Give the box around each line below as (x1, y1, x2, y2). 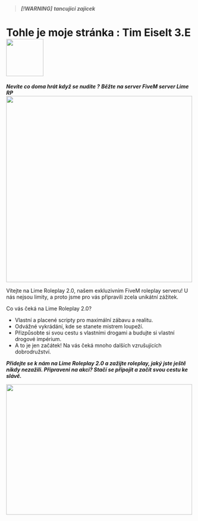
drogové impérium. (14, 335, 61, 342)
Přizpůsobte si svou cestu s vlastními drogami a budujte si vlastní (14, 329, 175, 336)
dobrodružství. (14, 348, 52, 355)
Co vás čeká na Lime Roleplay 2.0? (6, 305, 92, 312)
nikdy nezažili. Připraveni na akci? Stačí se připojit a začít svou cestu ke (6, 366, 188, 373)
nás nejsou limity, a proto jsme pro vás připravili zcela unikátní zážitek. (6, 293, 178, 300)
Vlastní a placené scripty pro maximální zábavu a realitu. (14, 316, 153, 324)
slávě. (6, 372, 22, 379)
